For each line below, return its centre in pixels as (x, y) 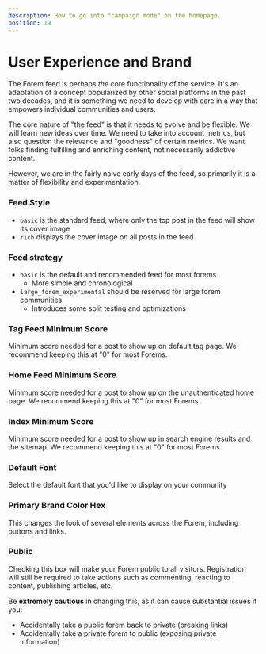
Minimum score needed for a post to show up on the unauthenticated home (131, 392)
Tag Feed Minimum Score (58, 328)
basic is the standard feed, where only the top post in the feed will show (137, 220)
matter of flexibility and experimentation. (74, 182)
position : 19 (30, 23)
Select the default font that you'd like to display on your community (118, 485)
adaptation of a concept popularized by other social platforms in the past (127, 93)
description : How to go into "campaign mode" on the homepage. (115, 15)
